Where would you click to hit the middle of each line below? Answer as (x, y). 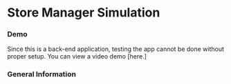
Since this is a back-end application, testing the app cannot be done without (116, 49)
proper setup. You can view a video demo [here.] (77, 56)
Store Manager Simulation (84, 13)
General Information (42, 74)
